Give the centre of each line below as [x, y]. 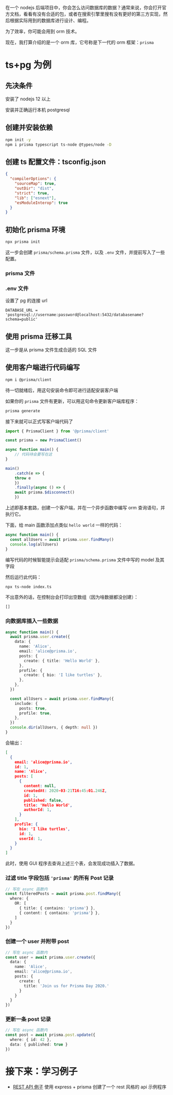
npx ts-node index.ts [29, 587]
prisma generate [23, 411]
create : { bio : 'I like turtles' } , [63, 675]
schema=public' [22, 320]
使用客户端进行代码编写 [42, 368]
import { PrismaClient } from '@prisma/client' [57, 431]
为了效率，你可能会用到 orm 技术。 [42, 31]
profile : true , [35, 713]
